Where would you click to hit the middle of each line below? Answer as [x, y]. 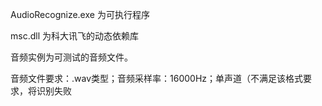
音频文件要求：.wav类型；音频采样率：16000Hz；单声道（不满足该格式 [157, 78]
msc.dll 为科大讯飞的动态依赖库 [74, 36]
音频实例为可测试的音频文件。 [71, 57]
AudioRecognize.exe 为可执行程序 [80, 14]
